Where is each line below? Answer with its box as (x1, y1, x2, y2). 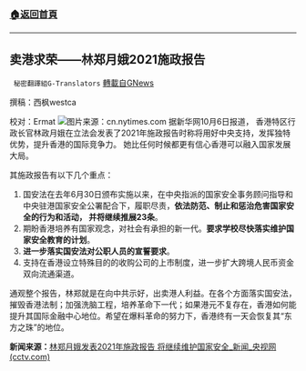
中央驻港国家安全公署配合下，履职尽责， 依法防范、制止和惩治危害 (22, 200, 270, 211)
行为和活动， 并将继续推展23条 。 (38, 212, 163, 223)
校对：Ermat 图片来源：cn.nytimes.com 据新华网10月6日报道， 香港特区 (9, 116, 289, 127)
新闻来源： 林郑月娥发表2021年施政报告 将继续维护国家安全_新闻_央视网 (9, 341, 277, 352)
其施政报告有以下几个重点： (9, 170, 114, 181)
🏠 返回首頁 (9, 7, 58, 20)
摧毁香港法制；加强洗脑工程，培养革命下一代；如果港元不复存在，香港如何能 (9, 299, 297, 310)
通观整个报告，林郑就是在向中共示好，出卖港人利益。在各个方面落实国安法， (9, 288, 297, 299)
